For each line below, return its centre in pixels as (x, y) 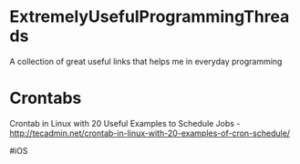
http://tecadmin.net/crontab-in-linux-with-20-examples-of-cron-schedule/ (150, 133)
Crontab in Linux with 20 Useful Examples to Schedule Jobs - (125, 123)
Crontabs (46, 98)
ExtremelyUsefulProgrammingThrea (150, 17)
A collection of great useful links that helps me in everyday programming (146, 61)
